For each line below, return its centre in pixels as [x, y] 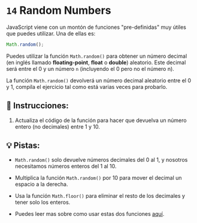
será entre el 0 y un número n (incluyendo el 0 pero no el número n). [90, 69]
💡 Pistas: [23, 146]
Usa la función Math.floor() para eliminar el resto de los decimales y [100, 196]
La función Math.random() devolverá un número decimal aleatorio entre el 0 [99, 80]
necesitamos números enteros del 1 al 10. [66, 166]
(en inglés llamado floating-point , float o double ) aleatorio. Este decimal [96, 62]
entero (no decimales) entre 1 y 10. [57, 126]
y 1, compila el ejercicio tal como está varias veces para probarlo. [87, 87]
